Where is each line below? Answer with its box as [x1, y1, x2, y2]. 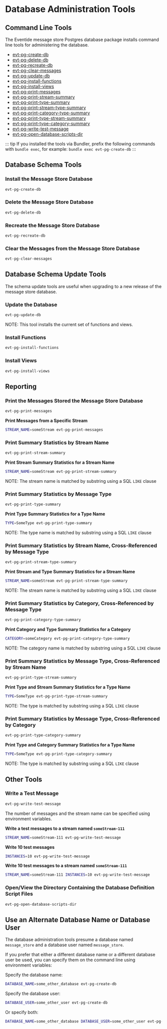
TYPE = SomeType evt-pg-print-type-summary [5, 521, 92, 526]
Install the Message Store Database [5, 176, 93, 183]
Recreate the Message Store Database [5, 222, 100, 229]
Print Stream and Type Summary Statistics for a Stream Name [5, 569, 135, 575]
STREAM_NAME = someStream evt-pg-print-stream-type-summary [5, 578, 128, 584]
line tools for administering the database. [5, 42, 89, 48]
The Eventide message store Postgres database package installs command [5, 36, 159, 42]
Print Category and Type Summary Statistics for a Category [5, 627, 131, 633]
